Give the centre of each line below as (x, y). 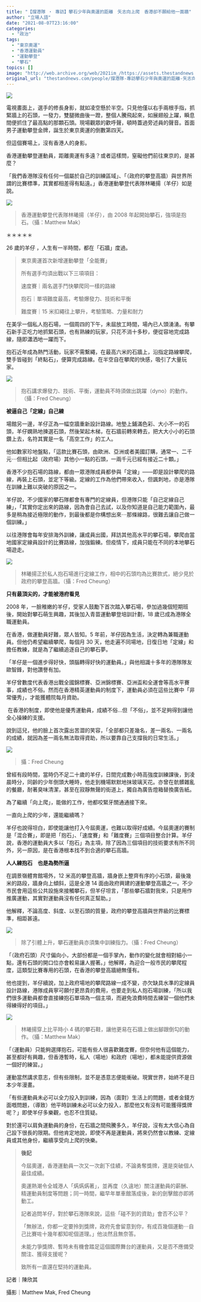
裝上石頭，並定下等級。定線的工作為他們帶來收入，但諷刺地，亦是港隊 (108, 480)
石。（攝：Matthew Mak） (52, 222)
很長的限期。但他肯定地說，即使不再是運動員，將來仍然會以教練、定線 (108, 1133)
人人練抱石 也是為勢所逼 (38, 863)
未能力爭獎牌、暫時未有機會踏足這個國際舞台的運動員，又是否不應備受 (107, 1247)
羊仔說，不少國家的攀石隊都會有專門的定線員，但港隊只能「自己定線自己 (95, 500)
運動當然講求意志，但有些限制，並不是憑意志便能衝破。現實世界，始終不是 (98, 1077)
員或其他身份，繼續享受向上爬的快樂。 (53, 1140)
